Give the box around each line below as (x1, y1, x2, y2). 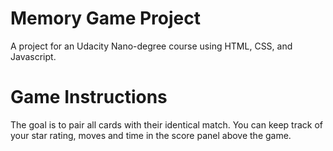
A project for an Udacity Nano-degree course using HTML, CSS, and (10, 40, 293, 52)
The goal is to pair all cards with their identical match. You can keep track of (10, 118, 324, 131)
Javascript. (10, 50, 57, 62)
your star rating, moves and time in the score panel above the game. (10, 129, 292, 141)
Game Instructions (10, 86, 168, 109)
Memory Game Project (10, 7, 201, 30)
